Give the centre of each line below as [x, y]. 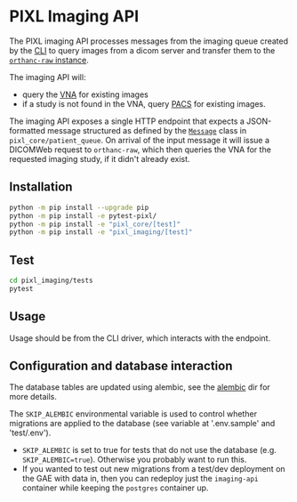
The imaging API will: [48, 77]
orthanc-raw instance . [49, 60]
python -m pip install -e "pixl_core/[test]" [95, 224]
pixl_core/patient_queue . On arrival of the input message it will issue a [139, 140]
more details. [33, 397]
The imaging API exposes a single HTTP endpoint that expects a [127, 121]
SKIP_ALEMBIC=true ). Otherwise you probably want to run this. [134, 459]
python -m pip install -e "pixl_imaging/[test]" [101, 232]
